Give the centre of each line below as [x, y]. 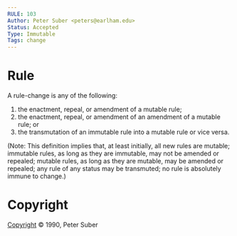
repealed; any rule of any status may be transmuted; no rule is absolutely [115, 169]
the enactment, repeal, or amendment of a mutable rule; [100, 109]
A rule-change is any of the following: [62, 96]
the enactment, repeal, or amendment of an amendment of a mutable [119, 117]
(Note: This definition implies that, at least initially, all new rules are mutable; [118, 146]
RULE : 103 [22, 14]
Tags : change [27, 41]
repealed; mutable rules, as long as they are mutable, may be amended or [116, 161]
